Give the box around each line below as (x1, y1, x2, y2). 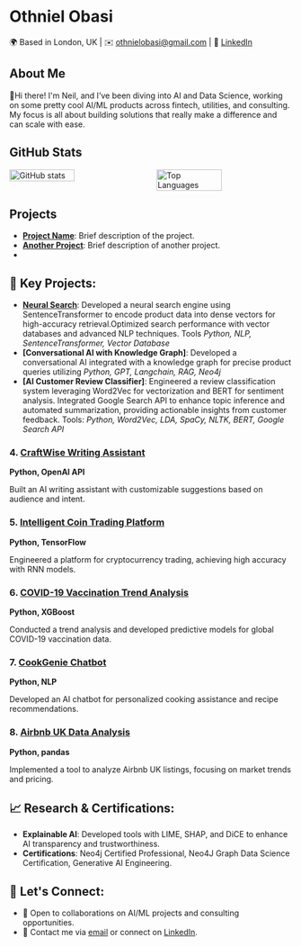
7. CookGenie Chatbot (9, 656, 107, 668)
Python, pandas (9, 746, 70, 757)
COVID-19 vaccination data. (9, 634, 112, 644)
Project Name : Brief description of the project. (22, 230, 195, 241)
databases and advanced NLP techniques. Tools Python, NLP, (22, 329, 252, 339)
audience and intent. (9, 493, 85, 505)
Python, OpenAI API (9, 466, 85, 478)
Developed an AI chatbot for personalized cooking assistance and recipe (9, 694, 279, 705)
